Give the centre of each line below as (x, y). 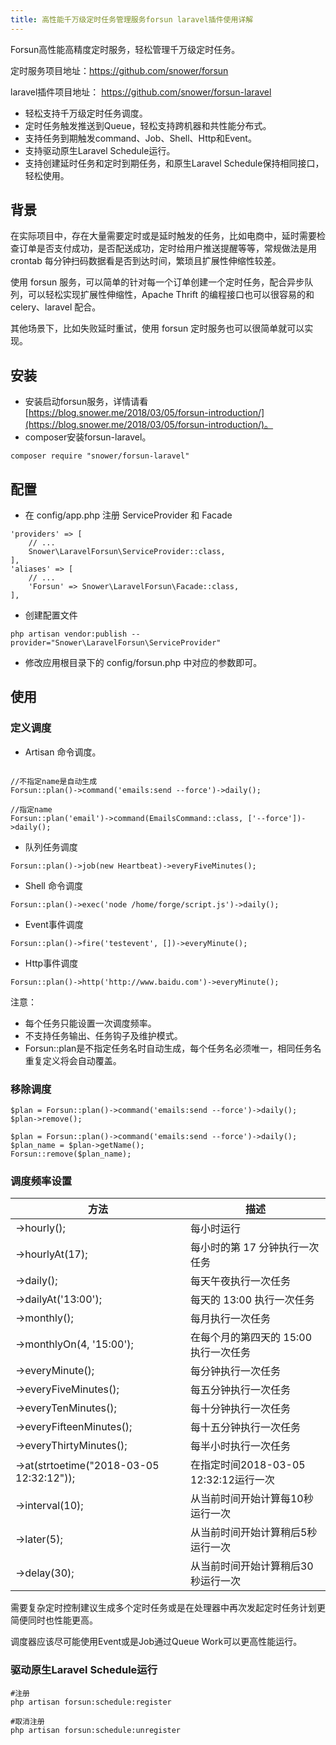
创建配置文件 (51, 615)
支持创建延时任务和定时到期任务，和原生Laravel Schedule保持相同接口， (174, 163)
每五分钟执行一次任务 (240, 1390)
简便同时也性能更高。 (54, 1620)
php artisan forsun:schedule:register (91, 1702)
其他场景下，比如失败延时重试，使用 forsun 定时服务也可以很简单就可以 (157, 328)
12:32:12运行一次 (232, 1480)
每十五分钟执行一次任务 (245, 1428)
